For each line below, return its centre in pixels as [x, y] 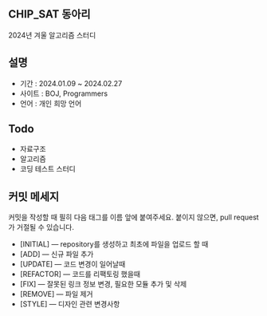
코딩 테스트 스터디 [47, 169]
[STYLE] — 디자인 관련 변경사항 [70, 304]
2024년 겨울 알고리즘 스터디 [52, 35]
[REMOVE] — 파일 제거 [56, 294]
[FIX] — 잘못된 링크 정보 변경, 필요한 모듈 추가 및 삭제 [103, 284]
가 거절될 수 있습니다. [41, 227]
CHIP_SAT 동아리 [49, 14]
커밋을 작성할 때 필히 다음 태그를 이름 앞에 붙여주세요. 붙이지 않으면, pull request [133, 217]
